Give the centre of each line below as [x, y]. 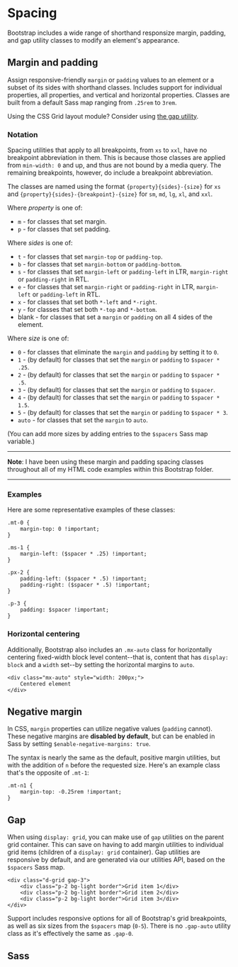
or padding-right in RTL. [53, 279]
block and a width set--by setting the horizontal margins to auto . [101, 664]
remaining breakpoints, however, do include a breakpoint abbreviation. [110, 173]
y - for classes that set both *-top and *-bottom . [87, 310]
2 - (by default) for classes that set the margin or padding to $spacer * [119, 375]
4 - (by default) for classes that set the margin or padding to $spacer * [119, 398]
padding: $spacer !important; [65, 610]
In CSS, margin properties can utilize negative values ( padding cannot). [110, 729]
